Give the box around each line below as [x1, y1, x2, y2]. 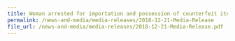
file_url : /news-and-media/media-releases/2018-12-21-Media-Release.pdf [7, 23, 224, 30]
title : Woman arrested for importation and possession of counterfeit [7, 10, 218, 17]
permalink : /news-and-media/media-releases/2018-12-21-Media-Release [7, 17, 215, 24]
